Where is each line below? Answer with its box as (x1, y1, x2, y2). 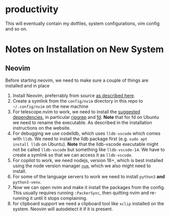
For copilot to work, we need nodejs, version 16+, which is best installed (12, 157, 163, 163)
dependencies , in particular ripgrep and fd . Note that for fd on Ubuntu (12, 114, 159, 120)
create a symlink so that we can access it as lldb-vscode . (12, 151, 133, 158)
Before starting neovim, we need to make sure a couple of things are (5, 77, 149, 83)
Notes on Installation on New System (5, 44, 164, 55)
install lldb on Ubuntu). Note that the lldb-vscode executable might (12, 141, 159, 147)
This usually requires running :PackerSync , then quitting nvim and (12, 190, 149, 196)
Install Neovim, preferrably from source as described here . (12, 92, 135, 99)
